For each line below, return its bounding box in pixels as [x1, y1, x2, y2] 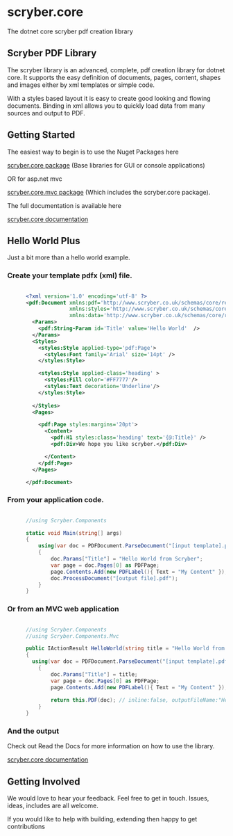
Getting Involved [7, 775, 80, 787]
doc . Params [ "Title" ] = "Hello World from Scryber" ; [51, 556, 203, 563]
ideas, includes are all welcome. [7, 801, 99, 810]
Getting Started [7, 129, 76, 141]
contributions [7, 822, 45, 831]
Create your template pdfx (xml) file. [7, 271, 133, 280]
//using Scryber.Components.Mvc [25, 632, 119, 640]
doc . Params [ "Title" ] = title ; [51, 670, 138, 678]
